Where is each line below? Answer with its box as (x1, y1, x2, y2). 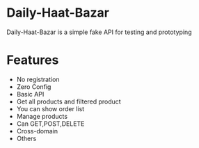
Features (6, 52, 59, 68)
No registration (16, 75, 60, 83)
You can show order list (16, 104, 85, 113)
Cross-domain (16, 126, 58, 135)
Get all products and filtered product (16, 97, 121, 106)
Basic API (16, 90, 45, 98)
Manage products (16, 112, 67, 120)
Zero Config (16, 82, 51, 91)
